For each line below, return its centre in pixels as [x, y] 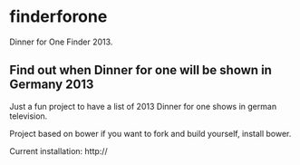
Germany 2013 [52, 85]
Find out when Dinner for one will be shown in [140, 70]
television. [29, 116]
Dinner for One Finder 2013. [61, 42]
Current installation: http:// [58, 150]
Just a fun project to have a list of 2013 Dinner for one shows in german [143, 106]
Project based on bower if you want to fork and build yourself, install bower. [150, 133]
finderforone [58, 17]
